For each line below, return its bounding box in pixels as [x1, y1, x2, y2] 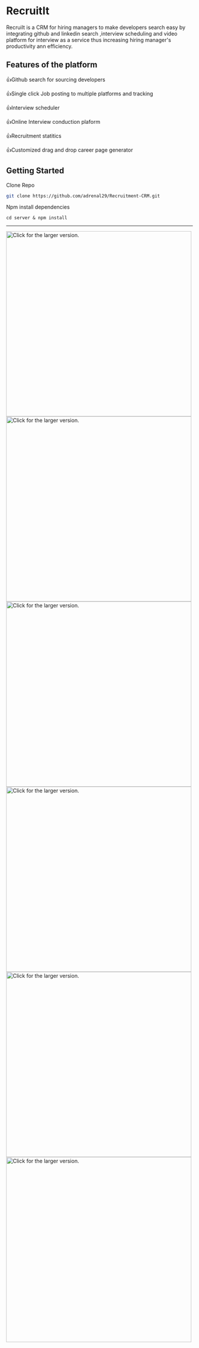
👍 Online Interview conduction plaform [6, 118, 101, 125]
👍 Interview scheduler [6, 104, 60, 111]
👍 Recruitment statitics [6, 132, 62, 139]
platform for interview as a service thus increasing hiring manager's [6, 36, 172, 43]
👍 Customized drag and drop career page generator [6, 146, 133, 153]
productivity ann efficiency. [6, 43, 73, 50]
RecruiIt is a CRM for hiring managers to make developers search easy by [6, 24, 185, 31]
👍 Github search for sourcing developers [6, 76, 105, 83]
